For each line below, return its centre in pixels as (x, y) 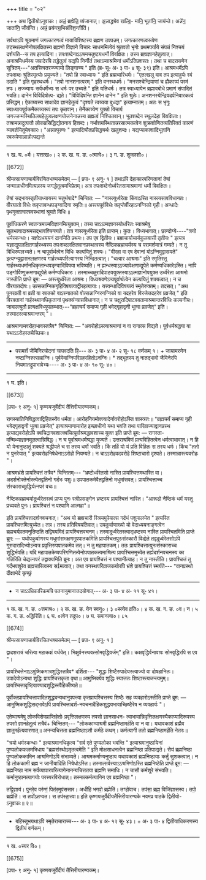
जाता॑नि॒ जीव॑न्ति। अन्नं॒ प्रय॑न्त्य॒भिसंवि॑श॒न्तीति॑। (48, 28)
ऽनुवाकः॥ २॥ (19, 803)
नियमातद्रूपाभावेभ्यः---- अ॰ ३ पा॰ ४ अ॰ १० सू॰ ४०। (66, 365)
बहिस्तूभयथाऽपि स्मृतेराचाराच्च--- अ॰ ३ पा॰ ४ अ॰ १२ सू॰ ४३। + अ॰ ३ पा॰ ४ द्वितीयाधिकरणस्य (106, 821)
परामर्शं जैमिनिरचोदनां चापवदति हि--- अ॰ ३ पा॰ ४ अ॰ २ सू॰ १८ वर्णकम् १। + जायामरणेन (101, 351)
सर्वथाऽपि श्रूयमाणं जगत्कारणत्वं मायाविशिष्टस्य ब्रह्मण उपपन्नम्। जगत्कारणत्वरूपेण (82, 40)
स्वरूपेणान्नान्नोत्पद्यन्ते (25, 137)
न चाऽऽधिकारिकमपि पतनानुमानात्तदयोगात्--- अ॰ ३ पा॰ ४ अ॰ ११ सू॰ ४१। (86, 591)
